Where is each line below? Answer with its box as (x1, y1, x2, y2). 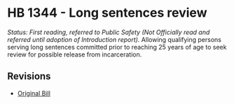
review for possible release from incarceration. (7, 50, 142, 59)
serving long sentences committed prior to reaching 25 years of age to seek (7, 43, 227, 51)
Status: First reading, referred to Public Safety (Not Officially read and (7, 28, 210, 36)
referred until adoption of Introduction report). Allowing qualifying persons (7, 35, 222, 43)
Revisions (7, 70, 51, 82)
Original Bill (17, 89, 51, 97)
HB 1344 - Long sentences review (7, 5, 207, 21)
